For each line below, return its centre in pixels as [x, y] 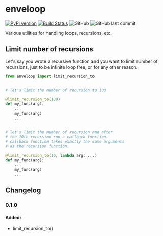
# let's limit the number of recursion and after [59, 132]
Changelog [23, 191]
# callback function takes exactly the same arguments [65, 141]
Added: [13, 217]
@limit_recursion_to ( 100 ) [33, 99]
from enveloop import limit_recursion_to [50, 76]
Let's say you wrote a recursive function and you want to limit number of [82, 61]
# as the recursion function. [38, 146]
